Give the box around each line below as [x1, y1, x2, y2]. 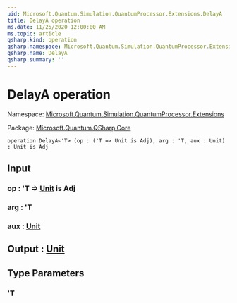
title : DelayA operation [7, 17, 80, 24]
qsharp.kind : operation [7, 37, 78, 44]
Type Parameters [7, 267, 85, 279]
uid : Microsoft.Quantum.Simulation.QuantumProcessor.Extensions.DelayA [7, 10, 222, 18]
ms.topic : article [7, 30, 61, 37]
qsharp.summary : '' [7, 56, 65, 63]
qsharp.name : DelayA [7, 50, 68, 57]
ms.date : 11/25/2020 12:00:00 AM [7, 23, 106, 30]
